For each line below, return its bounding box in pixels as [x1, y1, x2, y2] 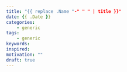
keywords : [6, 41, 30, 47]
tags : [6, 30, 19, 36]
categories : [6, 19, 35, 25]
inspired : [6, 46, 30, 52]
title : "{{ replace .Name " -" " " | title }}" [6, 8, 122, 15]
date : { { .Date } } [6, 14, 51, 20]
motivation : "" [6, 52, 43, 57]
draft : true [6, 57, 35, 63]
